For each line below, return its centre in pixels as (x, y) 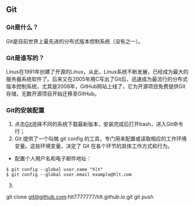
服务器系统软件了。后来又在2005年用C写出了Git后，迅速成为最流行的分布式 (97, 79)
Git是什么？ (22, 28)
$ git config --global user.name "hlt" (55, 170)
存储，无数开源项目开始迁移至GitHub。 (53, 94)
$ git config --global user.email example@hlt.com (69, 175)
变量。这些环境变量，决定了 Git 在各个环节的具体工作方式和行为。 (94, 146)
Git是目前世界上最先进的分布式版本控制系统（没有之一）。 (75, 41)
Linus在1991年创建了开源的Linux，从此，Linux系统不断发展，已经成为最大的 (97, 71)
